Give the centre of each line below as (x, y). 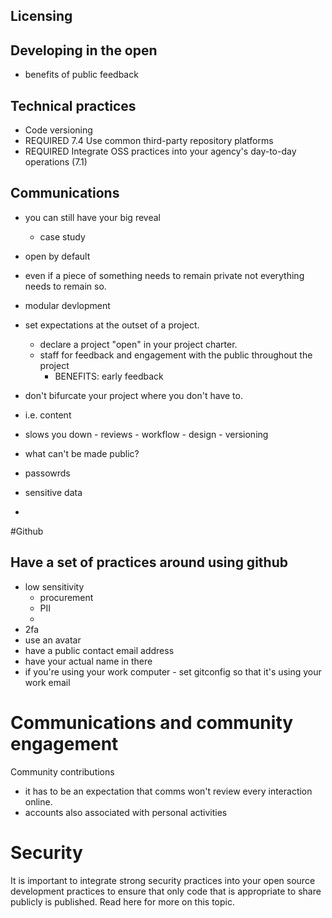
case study (62, 236)
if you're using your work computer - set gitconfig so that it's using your (173, 671)
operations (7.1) (56, 162)
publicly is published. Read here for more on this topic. (122, 901)
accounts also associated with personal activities (126, 812)
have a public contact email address (99, 650)
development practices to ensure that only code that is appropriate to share (166, 891)
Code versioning (58, 130)
